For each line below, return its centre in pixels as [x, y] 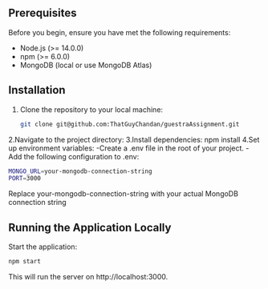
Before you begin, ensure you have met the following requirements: [120, 32]
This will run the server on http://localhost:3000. [88, 276]
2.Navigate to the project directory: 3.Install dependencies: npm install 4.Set [134, 139]
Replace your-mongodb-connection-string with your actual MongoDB [124, 194]
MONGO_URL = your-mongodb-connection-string [80, 171]
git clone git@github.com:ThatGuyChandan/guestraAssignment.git [130, 124]
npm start [25, 262]
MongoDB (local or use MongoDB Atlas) [86, 65]
